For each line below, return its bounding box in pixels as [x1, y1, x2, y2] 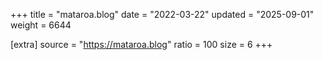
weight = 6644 [10, 19, 72, 31]
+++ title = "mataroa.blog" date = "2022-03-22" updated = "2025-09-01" [10, 9, 315, 20]
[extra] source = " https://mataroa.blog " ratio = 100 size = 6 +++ [10, 39, 273, 50]
